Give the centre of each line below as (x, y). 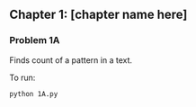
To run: (22, 77)
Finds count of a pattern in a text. (71, 60)
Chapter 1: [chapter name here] (98, 15)
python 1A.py (34, 94)
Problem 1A (35, 40)
